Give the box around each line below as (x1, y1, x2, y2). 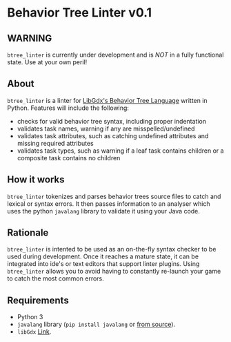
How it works (7, 174, 65, 186)
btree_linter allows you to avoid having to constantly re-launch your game (7, 267, 221, 276)
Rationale (7, 227, 49, 239)
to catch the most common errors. (7, 274, 105, 283)
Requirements (7, 294, 69, 306)
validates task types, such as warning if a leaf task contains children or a (17, 146, 224, 155)
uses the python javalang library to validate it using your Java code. (7, 207, 200, 215)
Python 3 (17, 313, 43, 321)
